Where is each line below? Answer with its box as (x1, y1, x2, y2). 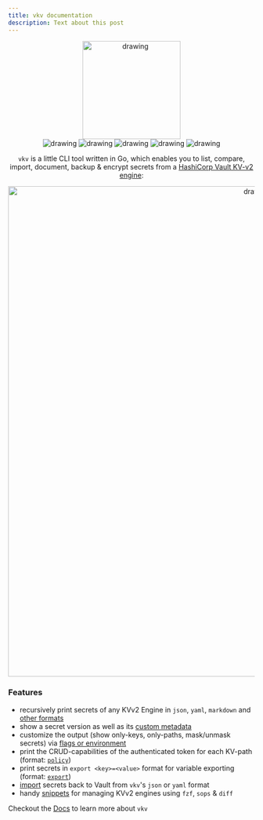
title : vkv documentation (8, 11, 92, 20)
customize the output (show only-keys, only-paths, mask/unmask (19, 730, 231, 739)
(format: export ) (19, 771, 72, 781)
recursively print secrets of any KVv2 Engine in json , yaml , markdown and (19, 705, 251, 714)
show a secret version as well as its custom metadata (19, 721, 192, 731)
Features (8, 687, 43, 698)
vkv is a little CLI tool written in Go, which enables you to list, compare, (18, 154, 245, 163)
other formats (19, 713, 64, 723)
